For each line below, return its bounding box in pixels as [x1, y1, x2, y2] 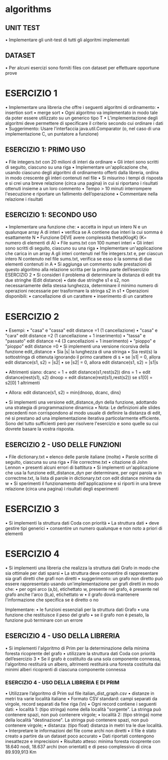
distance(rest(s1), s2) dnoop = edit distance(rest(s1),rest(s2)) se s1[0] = [5, 374, 153, 381]
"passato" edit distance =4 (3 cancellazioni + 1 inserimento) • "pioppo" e [5, 338, 156, 344]
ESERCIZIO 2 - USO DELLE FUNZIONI [5, 440, 121, 449]
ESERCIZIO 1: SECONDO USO [5, 210, 97, 219]
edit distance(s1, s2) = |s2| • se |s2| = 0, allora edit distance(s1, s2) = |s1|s [5, 359, 158, 365]
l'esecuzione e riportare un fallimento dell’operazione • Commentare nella [5, 191, 158, 197]
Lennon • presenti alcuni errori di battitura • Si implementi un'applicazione [5, 464, 159, 470]
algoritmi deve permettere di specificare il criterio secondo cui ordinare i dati [5, 120, 163, 126]
